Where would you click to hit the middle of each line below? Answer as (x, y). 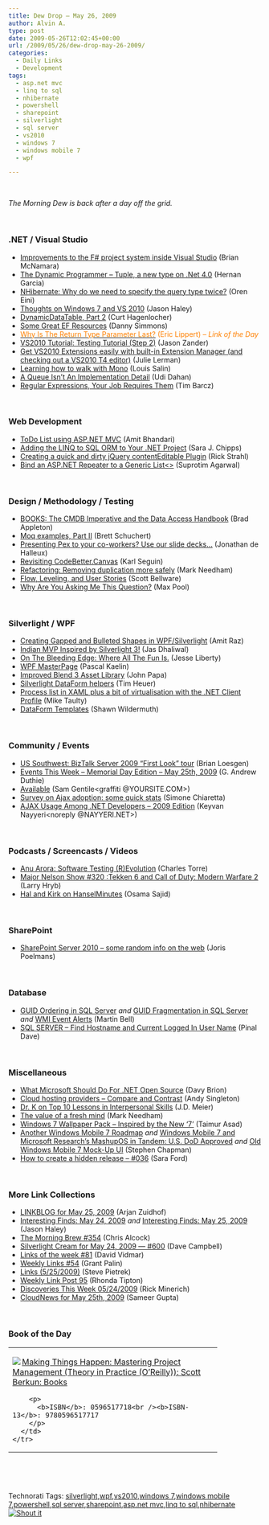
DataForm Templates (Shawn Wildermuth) (89, 709)
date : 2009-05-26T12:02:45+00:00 (64, 38)
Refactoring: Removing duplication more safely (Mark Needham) (126, 570)
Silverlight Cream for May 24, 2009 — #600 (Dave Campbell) (121, 1246)
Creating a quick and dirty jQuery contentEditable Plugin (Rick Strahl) (134, 456)
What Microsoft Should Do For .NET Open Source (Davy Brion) (123, 1089)
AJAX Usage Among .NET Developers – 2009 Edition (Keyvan (122, 806)
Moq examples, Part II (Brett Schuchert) (86, 536)
